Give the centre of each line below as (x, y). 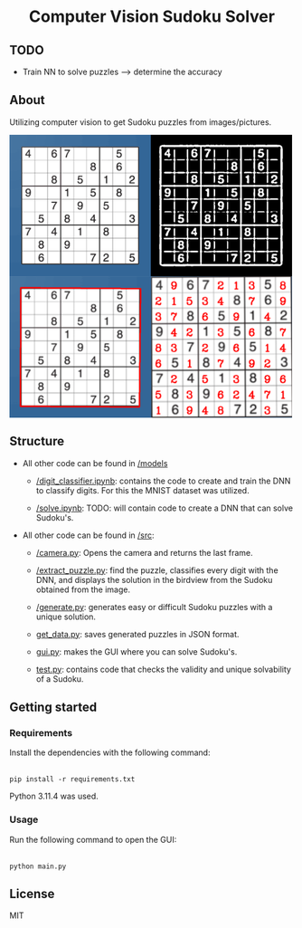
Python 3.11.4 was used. (54, 796)
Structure (37, 441)
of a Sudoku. (60, 679)
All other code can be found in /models (95, 463)
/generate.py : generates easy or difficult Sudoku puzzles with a (154, 607)
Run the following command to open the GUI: (93, 839)
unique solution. (66, 617)
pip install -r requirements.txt (72, 780)
